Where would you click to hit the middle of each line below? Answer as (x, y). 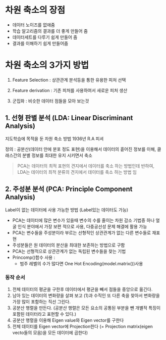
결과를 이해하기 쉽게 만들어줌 (40, 43)
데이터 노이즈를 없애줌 (34, 25)
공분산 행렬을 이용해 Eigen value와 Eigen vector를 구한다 (68, 320)
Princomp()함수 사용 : (34, 257)
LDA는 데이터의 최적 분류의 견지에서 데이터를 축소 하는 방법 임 (77, 172)
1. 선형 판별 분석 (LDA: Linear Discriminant (69, 118)
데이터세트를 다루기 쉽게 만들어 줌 (45, 37)
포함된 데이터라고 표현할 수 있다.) (44, 314)
